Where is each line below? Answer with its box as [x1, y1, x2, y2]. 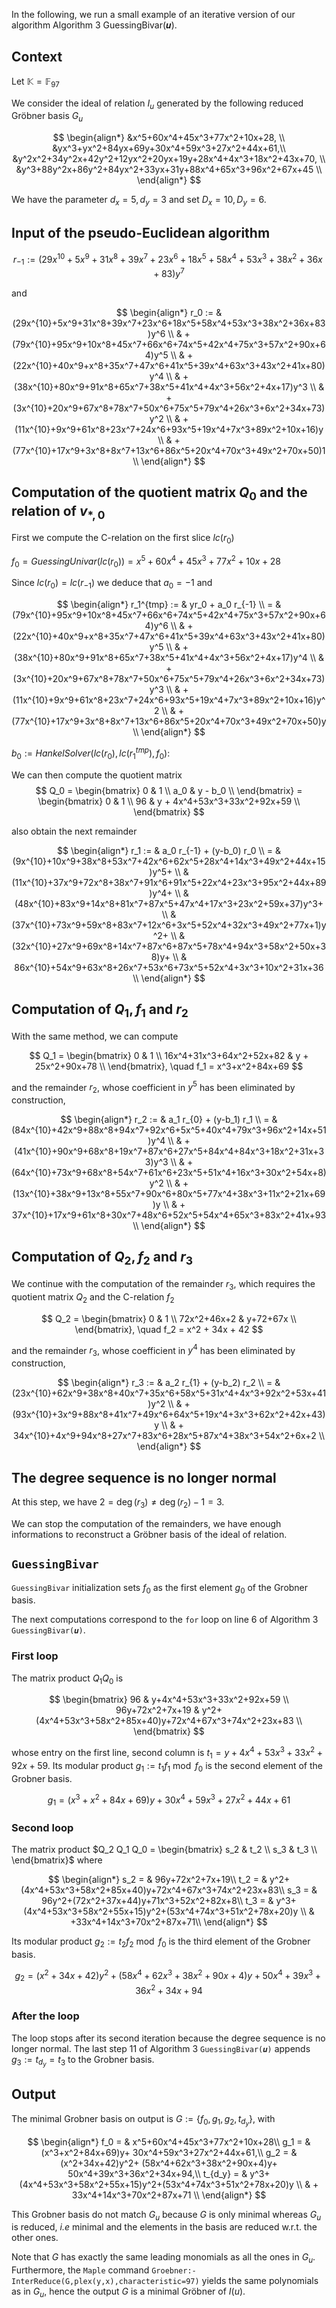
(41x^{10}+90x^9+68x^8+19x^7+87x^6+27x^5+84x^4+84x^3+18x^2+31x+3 [13, 1145, 325, 1158]
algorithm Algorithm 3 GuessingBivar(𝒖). [11, 19, 178, 31]
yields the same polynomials [201, 2275, 319, 2287]
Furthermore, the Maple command [11, 2264, 150, 2276]
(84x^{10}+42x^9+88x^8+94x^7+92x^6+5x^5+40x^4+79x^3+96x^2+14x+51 [11, 1124, 327, 1136]
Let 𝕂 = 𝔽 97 [11, 75, 60, 89]
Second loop [11, 1821, 74, 1835]
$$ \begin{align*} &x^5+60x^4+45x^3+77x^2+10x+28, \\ [52, 132, 286, 144]
